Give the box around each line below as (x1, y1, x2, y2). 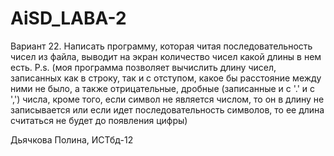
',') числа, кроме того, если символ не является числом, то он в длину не (10, 93, 325, 105)
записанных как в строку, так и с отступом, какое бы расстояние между (10, 72, 322, 84)
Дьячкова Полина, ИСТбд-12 (10, 133, 134, 146)
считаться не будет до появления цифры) (10, 114, 188, 126)
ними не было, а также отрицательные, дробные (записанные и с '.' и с (10, 82, 316, 94)
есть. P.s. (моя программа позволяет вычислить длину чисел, (10, 61, 277, 73)
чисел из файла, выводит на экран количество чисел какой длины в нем (10, 50, 322, 62)
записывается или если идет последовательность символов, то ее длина (10, 103, 325, 116)
